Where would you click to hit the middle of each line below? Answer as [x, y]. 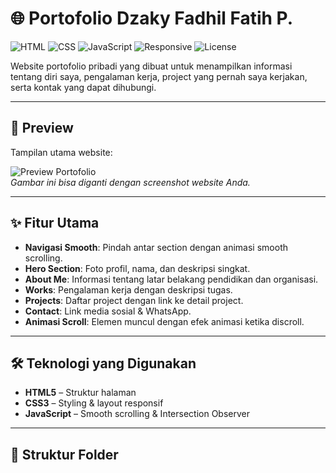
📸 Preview [42, 128]
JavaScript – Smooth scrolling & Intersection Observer [137, 414]
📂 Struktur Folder [64, 454]
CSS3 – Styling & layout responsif [94, 403]
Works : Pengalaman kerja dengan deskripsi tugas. [128, 289]
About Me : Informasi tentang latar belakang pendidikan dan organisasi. [171, 279]
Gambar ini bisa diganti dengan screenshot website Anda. [130, 182]
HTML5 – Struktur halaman [80, 393]
